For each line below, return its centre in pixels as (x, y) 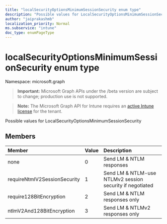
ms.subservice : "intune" (31, 28)
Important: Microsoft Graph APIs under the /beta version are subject (87, 91)
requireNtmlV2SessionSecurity (44, 179)
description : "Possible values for (42, 14)
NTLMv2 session (123, 179)
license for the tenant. (40, 111)
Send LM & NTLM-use (130, 173)
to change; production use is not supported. (62, 96)
